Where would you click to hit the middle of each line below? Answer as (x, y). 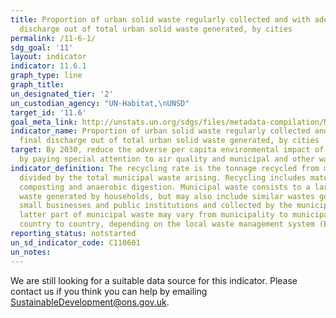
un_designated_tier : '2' (62, 94)
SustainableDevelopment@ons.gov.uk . (90, 302)
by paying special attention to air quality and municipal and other (167, 159)
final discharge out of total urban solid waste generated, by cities (169, 141)
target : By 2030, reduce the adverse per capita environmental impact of (167, 150)
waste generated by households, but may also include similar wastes (167, 196)
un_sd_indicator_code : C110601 (75, 242)
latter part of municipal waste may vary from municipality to (153, 215)
